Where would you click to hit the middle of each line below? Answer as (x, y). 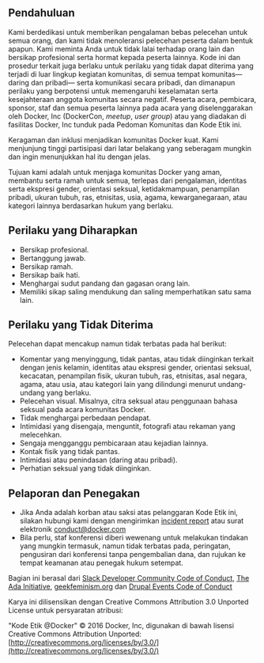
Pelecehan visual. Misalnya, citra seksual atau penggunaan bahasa (128, 401)
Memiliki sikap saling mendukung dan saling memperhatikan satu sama (135, 291)
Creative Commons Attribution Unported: (75, 634)
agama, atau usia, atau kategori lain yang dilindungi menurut (118, 385)
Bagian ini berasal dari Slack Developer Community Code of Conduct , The (129, 578)
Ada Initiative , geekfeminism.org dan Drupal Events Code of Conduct (121, 587)
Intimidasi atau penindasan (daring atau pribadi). (98, 460)
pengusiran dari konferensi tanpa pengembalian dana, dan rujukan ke (133, 555)
